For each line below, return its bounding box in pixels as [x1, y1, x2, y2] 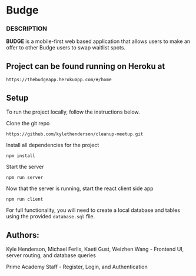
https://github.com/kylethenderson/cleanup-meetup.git [6, 131, 144, 137]
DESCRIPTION [6, 25, 48, 33]
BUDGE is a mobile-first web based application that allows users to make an [6, 38, 191, 45]
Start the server [6, 163, 44, 171]
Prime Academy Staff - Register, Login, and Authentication [6, 263, 148, 270]
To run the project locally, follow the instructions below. [6, 108, 140, 115]
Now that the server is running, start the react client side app [6, 185, 154, 192]
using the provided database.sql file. [6, 213, 95, 220]
